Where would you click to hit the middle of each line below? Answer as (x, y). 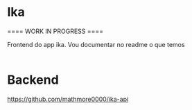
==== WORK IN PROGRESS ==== (55, 31)
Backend (33, 80)
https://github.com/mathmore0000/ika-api (68, 99)
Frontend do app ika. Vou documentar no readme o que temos (96, 44)
